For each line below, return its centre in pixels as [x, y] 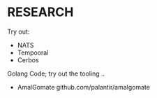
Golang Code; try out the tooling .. [56, 73]
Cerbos [28, 59]
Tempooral [33, 52]
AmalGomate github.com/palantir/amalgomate [83, 87]
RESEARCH [40, 12]
